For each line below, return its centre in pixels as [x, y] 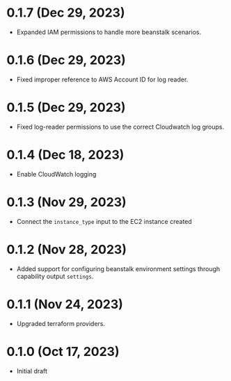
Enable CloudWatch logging [56, 174]
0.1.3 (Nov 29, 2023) [66, 202]
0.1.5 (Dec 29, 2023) [66, 107]
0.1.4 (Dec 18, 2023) [65, 155]
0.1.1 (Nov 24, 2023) [65, 304]
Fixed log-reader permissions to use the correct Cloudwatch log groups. [120, 127]
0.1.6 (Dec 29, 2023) [66, 60]
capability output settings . [55, 276]
